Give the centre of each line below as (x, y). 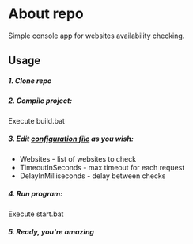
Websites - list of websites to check (78, 158)
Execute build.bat (37, 120)
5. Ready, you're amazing (51, 232)
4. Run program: (36, 194)
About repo (46, 14)
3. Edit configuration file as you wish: (71, 139)
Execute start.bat (36, 214)
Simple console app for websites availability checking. (96, 36)
